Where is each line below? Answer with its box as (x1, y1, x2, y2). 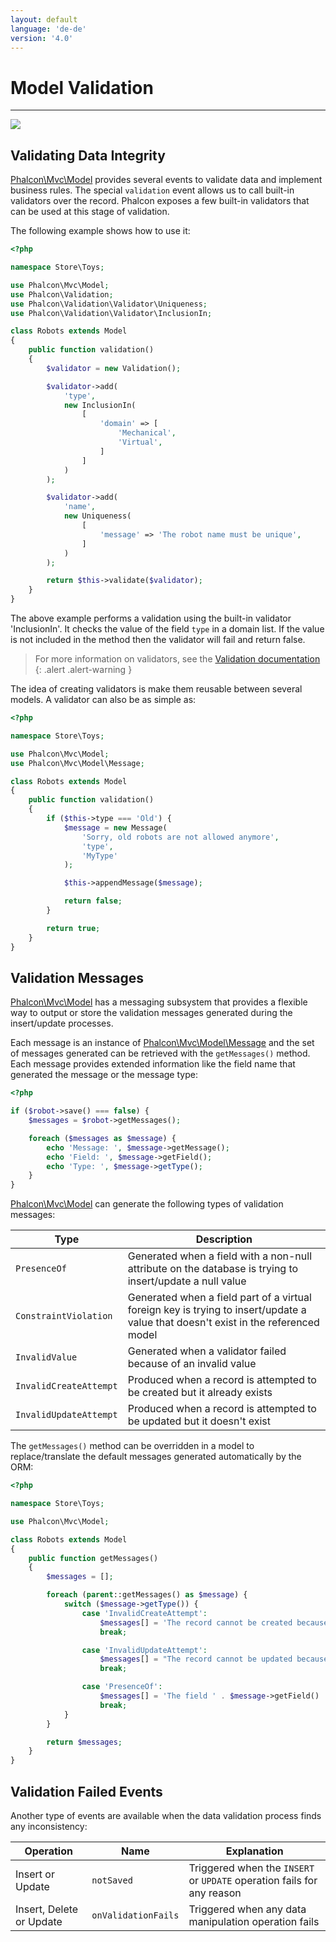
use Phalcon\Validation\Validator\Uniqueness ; (10, 299, 208, 309)
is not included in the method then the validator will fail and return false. (10, 634, 306, 645)
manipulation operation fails (188, 1915, 320, 1928)
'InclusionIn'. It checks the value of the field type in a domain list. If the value (10, 623, 325, 635)
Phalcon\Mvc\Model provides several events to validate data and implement (10, 174, 323, 186)
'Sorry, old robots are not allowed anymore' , (81, 832, 280, 842)
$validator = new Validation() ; (46, 363, 182, 373)
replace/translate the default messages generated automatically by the (10, 1451, 302, 1463)
